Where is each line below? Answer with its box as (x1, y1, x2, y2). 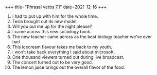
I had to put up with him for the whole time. (12, 13, 98, 19)
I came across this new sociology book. (12, 29, 91, 34)
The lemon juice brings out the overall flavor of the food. (12, 64, 125, 70)
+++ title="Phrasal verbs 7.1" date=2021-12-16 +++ (5, 4, 107, 10)
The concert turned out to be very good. (12, 60, 93, 65)
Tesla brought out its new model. (12, 19, 78, 24)
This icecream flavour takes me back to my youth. (12, 44, 113, 50)
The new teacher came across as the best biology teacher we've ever (12, 34, 152, 39)
